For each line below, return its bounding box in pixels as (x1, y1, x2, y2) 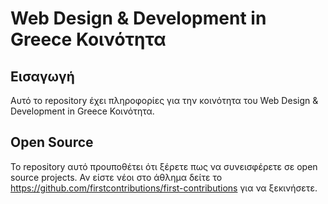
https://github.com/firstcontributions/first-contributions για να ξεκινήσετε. (10, 182, 318, 194)
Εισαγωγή (10, 68, 75, 85)
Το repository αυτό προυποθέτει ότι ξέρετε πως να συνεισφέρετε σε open (10, 160, 318, 172)
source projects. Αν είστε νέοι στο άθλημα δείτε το (10, 171, 223, 183)
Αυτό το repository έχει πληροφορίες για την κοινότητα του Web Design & (10, 95, 319, 106)
